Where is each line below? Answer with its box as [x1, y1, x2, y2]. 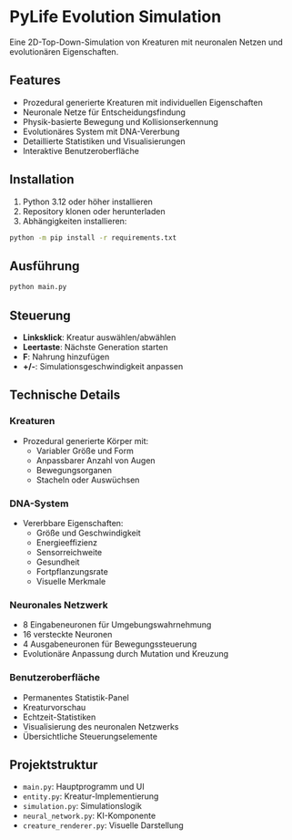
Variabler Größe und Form [35, 445, 134, 456]
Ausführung [9, 258, 80, 274]
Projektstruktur [9, 757, 98, 773]
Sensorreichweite [35, 546, 103, 557]
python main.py [9, 283, 67, 292]
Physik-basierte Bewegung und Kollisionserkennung [22, 116, 218, 127]
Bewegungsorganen [35, 464, 112, 475]
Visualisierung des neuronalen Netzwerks [22, 721, 179, 731]
